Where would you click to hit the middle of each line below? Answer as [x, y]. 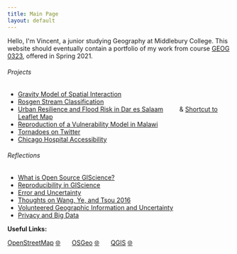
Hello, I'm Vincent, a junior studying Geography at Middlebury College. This [118, 40]
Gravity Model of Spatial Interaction [70, 94]
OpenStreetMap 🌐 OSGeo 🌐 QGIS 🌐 [70, 243]
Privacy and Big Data [48, 215]
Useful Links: [27, 228]
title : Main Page [33, 14]
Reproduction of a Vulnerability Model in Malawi [88, 124]
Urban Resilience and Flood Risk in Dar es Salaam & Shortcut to [117, 109]
